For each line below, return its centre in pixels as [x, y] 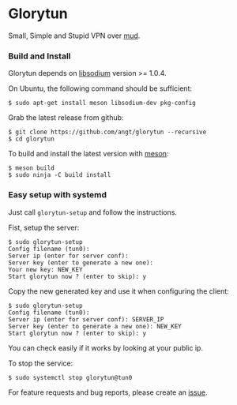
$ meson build [32, 168]
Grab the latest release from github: [66, 118]
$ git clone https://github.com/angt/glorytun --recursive [107, 132]
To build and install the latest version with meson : [88, 154]
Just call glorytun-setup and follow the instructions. [93, 212]
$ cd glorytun [32, 139]
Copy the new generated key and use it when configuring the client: [118, 291]
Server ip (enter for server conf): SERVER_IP [86, 319]
